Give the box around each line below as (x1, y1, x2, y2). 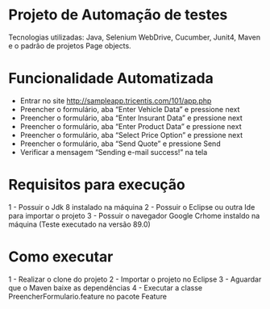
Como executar (8, 248, 114, 265)
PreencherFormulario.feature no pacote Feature (8, 291, 168, 301)
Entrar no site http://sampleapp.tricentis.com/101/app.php (19, 95, 212, 106)
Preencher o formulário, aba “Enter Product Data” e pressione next (19, 121, 242, 131)
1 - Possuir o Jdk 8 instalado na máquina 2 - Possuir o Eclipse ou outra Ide (8, 202, 255, 211)
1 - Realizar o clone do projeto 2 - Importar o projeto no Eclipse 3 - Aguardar (8, 274, 262, 284)
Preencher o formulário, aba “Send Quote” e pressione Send (19, 139, 221, 148)
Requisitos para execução (8, 176, 185, 194)
